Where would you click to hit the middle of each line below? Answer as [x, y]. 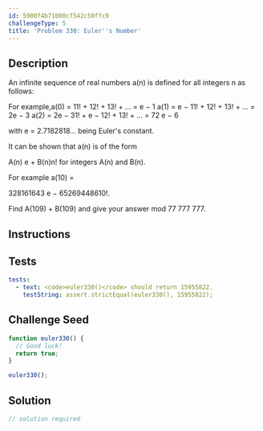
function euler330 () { [46, 339]
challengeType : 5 [37, 23]
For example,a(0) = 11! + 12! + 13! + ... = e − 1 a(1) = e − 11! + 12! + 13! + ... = [131, 107]
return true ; [37, 353]
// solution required [45, 419]
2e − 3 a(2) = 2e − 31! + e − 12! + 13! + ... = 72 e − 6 [93, 115]
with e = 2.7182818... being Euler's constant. [81, 131]
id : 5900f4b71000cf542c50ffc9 [59, 16]
